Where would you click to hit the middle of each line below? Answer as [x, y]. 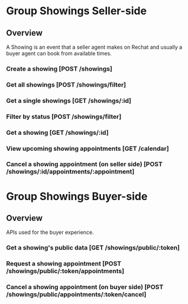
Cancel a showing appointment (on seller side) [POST [84, 164]
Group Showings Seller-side [76, 11]
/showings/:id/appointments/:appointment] [70, 172]
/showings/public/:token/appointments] [65, 271]
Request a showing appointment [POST [64, 264]
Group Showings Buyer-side [77, 196]
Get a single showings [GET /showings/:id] [69, 100]
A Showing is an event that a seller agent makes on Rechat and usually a [94, 47]
